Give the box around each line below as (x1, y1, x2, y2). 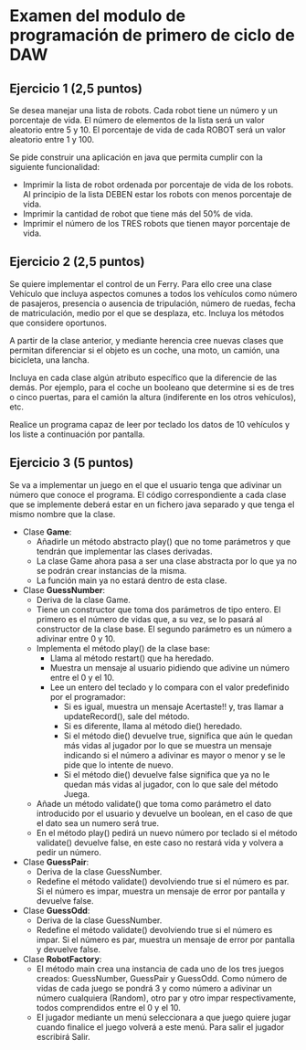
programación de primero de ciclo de (9, 25, 295, 46)
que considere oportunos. (9, 317, 108, 328)
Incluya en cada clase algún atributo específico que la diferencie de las (9, 372, 277, 383)
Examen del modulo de (9, 5, 185, 27)
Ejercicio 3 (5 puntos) (9, 455, 134, 471)
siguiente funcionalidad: (9, 162, 100, 172)
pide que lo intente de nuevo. (63, 759, 174, 770)
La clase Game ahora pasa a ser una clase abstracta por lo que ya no (36, 555, 297, 567)
